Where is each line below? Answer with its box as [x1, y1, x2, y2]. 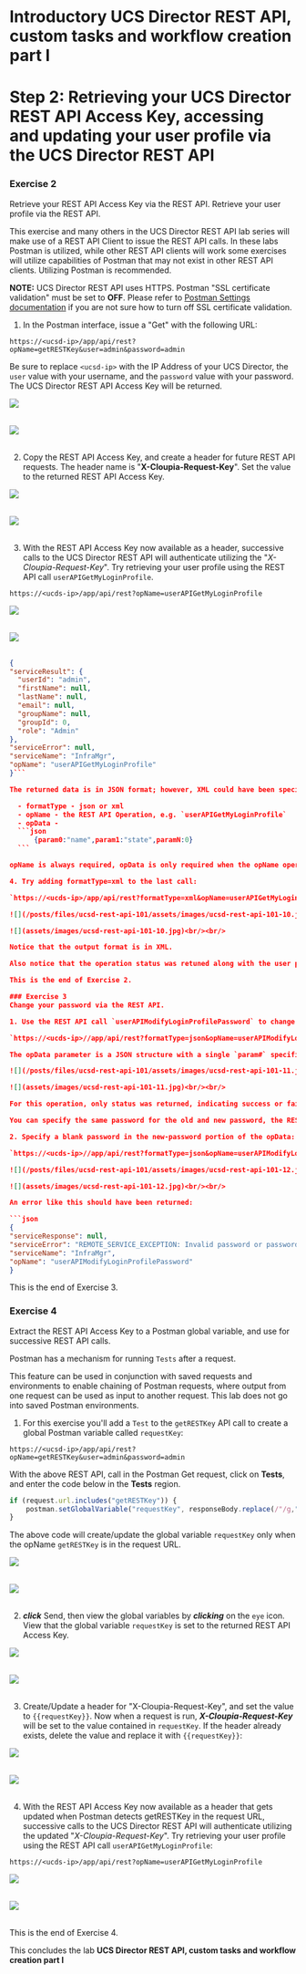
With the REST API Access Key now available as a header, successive [22, 542, 284, 553]
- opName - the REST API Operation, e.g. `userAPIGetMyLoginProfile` [17, 810, 287, 819]
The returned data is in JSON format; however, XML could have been [9, 784, 275, 795]
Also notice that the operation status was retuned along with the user [9, 960, 291, 969]
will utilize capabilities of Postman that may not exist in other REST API [9, 255, 273, 265]
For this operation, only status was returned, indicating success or [9, 1099, 283, 1109]
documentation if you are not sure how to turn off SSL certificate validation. [9, 301, 293, 312]
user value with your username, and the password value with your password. [9, 370, 294, 381]
